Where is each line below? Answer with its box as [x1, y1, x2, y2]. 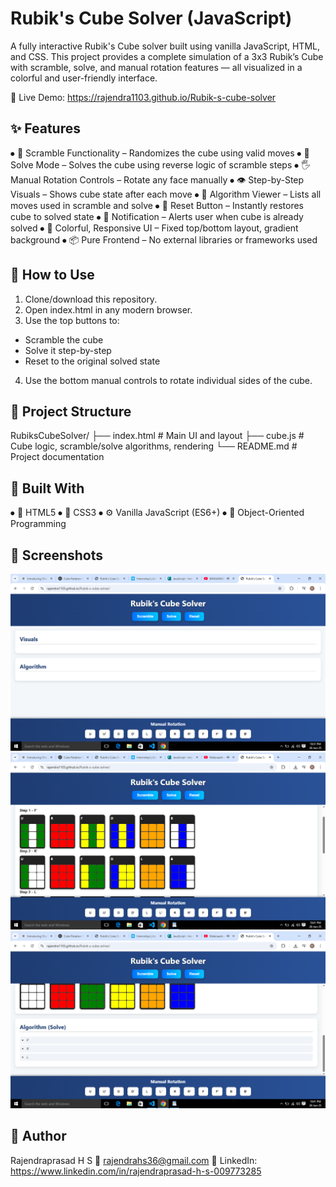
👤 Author [10, 1128, 67, 1145]
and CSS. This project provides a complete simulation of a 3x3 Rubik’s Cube [10, 50, 324, 62]
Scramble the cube [24, 333, 104, 346]
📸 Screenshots [10, 547, 104, 564]
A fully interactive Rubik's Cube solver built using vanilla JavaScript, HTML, [10, 40, 320, 52]
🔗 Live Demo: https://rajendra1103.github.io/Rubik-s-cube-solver [10, 91, 277, 103]
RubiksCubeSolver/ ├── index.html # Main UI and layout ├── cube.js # [10, 430, 305, 442]
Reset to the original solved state [24, 355, 161, 367]
